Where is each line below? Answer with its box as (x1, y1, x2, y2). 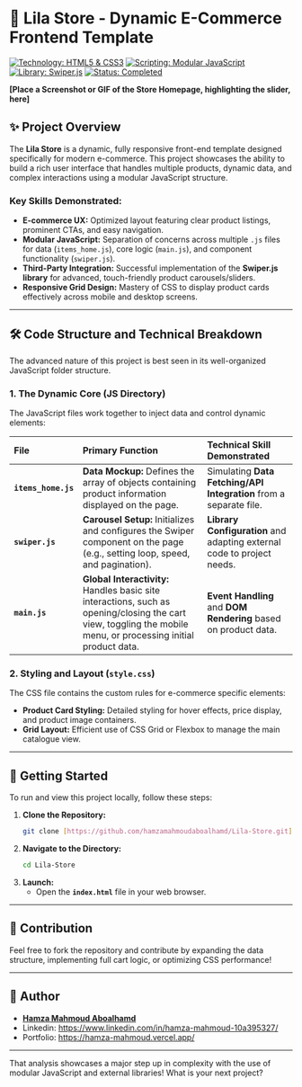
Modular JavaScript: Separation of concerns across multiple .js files (22, 234, 280, 245)
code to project (206, 548, 271, 560)
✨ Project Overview (9, 120, 121, 135)
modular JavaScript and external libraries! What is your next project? (9, 1067, 263, 1078)
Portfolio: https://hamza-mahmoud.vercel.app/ (22, 1031, 195, 1042)
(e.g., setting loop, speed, (82, 548, 191, 560)
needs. (206, 558, 236, 571)
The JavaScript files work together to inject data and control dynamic (9, 408, 266, 419)
